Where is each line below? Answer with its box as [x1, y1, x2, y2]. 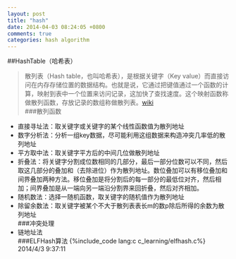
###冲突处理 [17, 219, 55, 228]
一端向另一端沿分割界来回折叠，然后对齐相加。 [66, 184, 203, 193]
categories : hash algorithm [7, 37, 90, 44]
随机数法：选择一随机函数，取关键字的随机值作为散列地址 [17, 193, 185, 201]
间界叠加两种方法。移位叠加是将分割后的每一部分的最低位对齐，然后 [17, 175, 216, 183]
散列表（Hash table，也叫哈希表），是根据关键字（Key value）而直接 [24, 72, 223, 80]
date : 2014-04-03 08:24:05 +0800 [7, 23, 106, 30]
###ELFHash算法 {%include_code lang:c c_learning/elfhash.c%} [17, 237, 206, 246]
